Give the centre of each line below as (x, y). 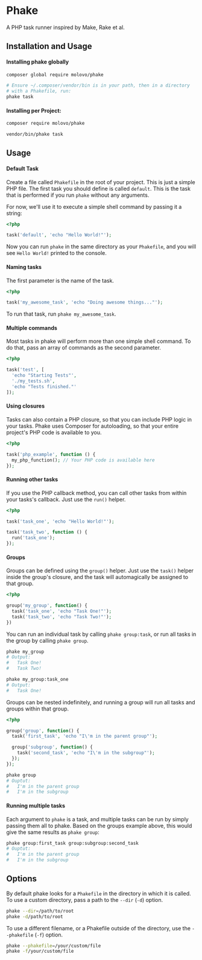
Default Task (23, 168)
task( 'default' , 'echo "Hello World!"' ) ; (59, 235)
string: (14, 213)
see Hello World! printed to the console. (57, 253)
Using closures (26, 406)
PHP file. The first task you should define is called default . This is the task (99, 188)
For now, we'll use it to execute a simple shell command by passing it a (94, 207)
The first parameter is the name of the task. (60, 280)
